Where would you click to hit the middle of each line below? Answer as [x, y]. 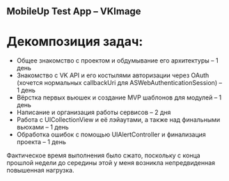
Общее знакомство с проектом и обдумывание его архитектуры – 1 [117, 61]
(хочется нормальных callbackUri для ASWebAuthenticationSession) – [119, 83]
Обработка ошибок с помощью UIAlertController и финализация [111, 134]
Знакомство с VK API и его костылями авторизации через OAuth [113, 75]
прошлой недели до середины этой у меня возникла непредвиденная [111, 163]
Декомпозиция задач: [75, 41]
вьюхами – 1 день [42, 127]
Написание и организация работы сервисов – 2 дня [94, 112]
